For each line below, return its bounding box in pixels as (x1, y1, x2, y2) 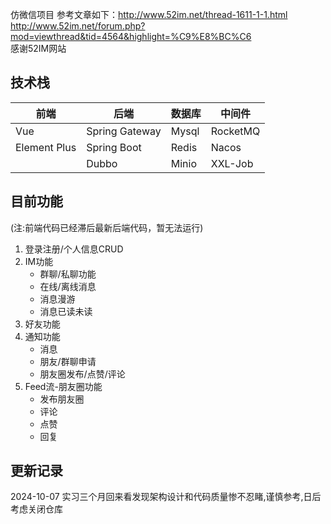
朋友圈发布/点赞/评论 (39, 368, 126, 380)
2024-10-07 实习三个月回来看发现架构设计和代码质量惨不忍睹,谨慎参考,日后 (10, 491, 322, 503)
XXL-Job (210, 156, 254, 170)
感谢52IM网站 (10, 43, 67, 54)
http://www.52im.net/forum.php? (10, 20, 146, 32)
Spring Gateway (86, 124, 162, 138)
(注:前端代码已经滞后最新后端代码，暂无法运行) (10, 221, 204, 233)
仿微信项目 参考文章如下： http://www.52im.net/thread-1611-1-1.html (10, 9, 288, 20)
